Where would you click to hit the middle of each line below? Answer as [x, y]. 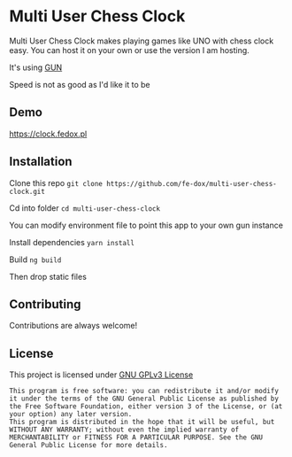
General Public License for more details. [88, 445]
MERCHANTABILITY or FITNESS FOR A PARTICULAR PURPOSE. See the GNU [136, 438]
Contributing [45, 304]
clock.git [27, 191]
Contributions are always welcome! [73, 326]
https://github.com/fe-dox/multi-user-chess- [191, 183]
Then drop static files [48, 276]
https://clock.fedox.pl [48, 134]
